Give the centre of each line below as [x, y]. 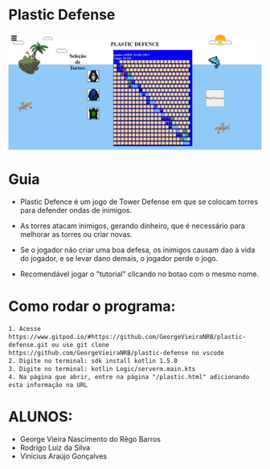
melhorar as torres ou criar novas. [76, 234]
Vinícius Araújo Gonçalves [63, 456]
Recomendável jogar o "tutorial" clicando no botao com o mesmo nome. [139, 274]
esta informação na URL [48, 385]
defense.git [28, 345]
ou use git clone [80, 345]
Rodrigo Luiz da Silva [55, 447]
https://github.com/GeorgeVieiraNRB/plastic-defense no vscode [117, 353]
